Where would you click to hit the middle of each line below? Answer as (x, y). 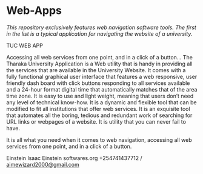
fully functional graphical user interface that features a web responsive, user (102, 76)
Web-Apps (34, 11)
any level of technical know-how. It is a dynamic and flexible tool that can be (101, 102)
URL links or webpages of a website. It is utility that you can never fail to (96, 121)
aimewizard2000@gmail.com (43, 164)
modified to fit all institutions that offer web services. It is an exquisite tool (98, 109)
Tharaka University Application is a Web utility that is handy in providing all (99, 64)
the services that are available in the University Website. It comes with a (96, 70)
